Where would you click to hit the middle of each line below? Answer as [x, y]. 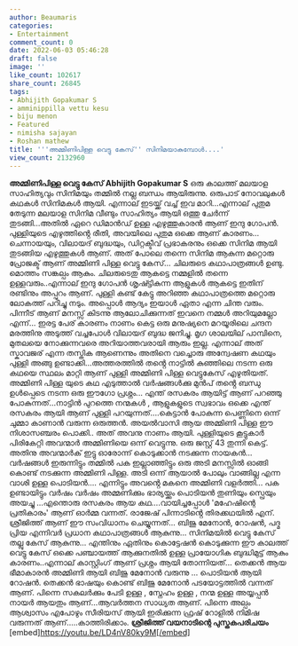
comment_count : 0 [41, 42]
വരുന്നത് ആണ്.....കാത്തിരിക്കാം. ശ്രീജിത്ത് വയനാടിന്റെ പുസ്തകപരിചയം [139, 622]
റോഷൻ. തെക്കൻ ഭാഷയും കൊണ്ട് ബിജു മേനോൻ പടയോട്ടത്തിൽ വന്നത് [141, 582]
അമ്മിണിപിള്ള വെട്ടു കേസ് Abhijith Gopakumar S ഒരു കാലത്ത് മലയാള [139, 183]
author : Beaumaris [43, 17]
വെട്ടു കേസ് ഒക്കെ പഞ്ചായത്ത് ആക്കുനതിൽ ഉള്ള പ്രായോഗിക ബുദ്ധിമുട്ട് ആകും [149, 552]
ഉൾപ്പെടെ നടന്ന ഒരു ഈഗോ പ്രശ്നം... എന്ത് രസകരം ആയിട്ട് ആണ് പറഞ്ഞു [145, 392]
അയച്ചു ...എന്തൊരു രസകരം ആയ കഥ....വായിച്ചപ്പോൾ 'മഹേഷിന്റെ [132, 502]
